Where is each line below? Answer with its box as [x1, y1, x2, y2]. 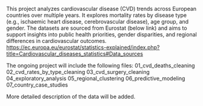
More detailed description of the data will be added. [6, 93, 136, 100]
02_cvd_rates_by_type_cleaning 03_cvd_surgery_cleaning [6, 68, 150, 75]
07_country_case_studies [6, 81, 68, 88]
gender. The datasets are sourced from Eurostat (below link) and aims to [6, 24, 187, 31]
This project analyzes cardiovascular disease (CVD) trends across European [6, 5, 197, 12]
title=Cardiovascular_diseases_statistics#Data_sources [6, 50, 144, 57]
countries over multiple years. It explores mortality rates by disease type [6, 12, 187, 19]
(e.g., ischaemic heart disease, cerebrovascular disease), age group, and [6, 18, 189, 25]
